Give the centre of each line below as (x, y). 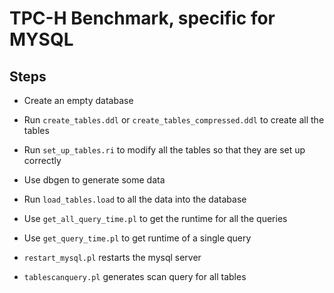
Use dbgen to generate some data (94, 180)
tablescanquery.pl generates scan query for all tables (135, 276)
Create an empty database (78, 100)
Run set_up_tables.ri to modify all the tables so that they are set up (164, 150)
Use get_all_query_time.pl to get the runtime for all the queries (155, 218)
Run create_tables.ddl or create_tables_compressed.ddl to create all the (174, 120)
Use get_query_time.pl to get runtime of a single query (137, 238)
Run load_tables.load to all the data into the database (135, 199)
